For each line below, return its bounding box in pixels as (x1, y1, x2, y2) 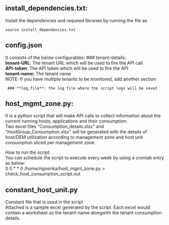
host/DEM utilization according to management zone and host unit (5, 134, 143, 141)
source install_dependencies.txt (5, 27, 76, 32)
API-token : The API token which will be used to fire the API (5, 65, 129, 71)
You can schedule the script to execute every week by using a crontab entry (5, 155, 164, 161)
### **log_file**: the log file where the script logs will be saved (7, 85, 157, 91)
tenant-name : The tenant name (5, 70, 71, 76)
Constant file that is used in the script (5, 199, 83, 205)
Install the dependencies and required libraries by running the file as (5, 17, 148, 23)
